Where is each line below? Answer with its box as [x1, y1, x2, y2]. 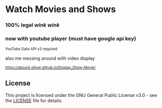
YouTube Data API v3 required [5, 46, 58, 51]
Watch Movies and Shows [5, 4, 116, 15]
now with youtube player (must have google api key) [5, 35, 136, 42]
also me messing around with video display [5, 56, 95, 62]
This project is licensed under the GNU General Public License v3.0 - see [5, 92, 157, 98]
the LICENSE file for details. [5, 97, 63, 104]
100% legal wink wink [5, 22, 60, 29]
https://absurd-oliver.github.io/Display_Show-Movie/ [5, 65, 96, 70]
